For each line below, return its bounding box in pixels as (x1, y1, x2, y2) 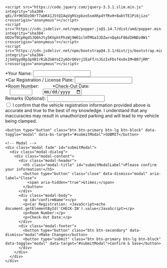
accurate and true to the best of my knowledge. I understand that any (5, 108, 148, 114)
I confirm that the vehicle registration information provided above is (12, 102, 151, 108)
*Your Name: (5, 70, 32, 76)
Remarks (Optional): (5, 95, 46, 102)
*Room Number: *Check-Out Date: (5, 83, 90, 89)
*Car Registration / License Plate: (5, 77, 74, 83)
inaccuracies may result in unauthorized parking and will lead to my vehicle (5, 113, 159, 119)
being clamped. (5, 118, 37, 124)
